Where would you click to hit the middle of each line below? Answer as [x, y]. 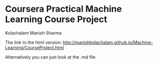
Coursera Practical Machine [63, 9]
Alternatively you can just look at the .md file [50, 57]
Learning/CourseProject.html [35, 47]
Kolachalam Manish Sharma [33, 33]
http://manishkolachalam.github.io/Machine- [108, 42]
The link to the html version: [33, 42]
